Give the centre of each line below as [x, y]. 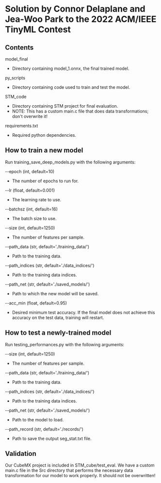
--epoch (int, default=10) [30, 171]
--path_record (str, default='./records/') [44, 429]
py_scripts [15, 78]
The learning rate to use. [37, 199]
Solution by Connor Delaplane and [75, 9]
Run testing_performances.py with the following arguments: [65, 344]
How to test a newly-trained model [58, 333]
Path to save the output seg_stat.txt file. [52, 438]
